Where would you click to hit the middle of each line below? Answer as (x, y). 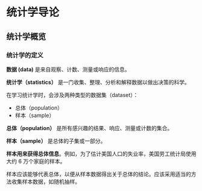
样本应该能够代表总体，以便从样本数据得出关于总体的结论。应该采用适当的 (99, 174)
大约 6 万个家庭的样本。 (36, 161)
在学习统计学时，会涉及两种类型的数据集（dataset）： (72, 95)
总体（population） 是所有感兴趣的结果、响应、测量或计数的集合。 (90, 128)
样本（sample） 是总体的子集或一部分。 (56, 141)
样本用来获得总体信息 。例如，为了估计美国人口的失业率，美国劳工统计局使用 (101, 154)
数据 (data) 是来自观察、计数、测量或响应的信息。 (68, 69)
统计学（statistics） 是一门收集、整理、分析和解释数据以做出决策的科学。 (98, 82)
